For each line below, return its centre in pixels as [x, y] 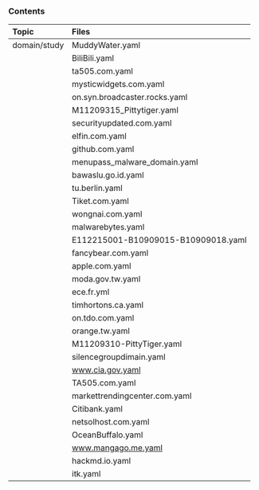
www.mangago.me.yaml [117, 448]
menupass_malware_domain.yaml [135, 162]
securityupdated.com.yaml [122, 123]
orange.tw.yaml [100, 331]
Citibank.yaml [97, 409]
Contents [27, 11]
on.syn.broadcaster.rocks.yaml [129, 98]
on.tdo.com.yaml [103, 318]
